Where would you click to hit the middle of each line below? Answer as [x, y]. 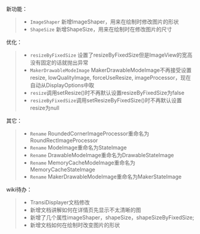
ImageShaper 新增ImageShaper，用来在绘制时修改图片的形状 [105, 22]
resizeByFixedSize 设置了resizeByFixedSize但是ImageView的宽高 [111, 55]
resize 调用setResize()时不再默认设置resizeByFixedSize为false [107, 93]
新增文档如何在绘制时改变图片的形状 [75, 225]
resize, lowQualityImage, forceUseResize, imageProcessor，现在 [111, 78]
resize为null [45, 108]
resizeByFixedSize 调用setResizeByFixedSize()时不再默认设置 [106, 100]
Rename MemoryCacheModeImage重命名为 [83, 163]
